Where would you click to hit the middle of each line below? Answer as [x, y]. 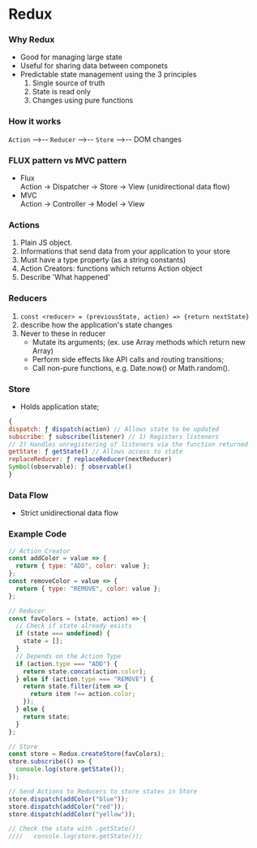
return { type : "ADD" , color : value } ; [83, 566]
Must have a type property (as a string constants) [103, 260]
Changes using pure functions [83, 100]
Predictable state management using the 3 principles [108, 75]
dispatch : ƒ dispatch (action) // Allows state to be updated [114, 429]
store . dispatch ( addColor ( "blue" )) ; [69, 799]
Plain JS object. [46, 243]
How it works [35, 121]
